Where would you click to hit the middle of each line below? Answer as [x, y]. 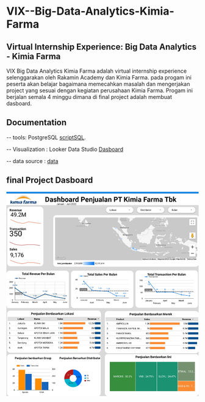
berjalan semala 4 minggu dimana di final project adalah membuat [89, 97]
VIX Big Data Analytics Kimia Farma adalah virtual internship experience [97, 71]
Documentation [37, 122]
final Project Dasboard [50, 181]
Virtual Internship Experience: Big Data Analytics [102, 47]
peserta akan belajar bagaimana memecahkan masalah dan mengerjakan [98, 84]
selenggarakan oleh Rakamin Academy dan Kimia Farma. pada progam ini [99, 77]
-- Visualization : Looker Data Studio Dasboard [65, 149]
